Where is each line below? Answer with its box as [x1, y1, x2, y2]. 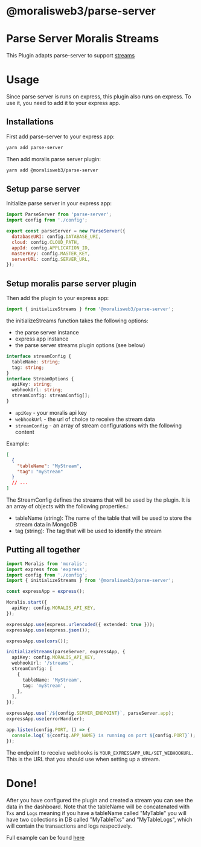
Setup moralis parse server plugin [6, 278, 137, 289]
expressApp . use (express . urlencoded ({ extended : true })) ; [6, 621, 155, 627]
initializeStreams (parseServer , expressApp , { [6, 649, 126, 655]
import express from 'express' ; [6, 566, 88, 572]
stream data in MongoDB [14, 521, 77, 528]
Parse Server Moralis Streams [6, 32, 159, 46]
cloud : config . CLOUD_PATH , [11, 239, 80, 245]
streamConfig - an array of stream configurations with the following [14, 421, 182, 429]
